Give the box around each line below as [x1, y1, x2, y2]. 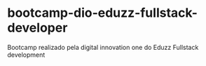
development [7, 51, 46, 59]
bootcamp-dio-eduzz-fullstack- [7, 5, 198, 21]
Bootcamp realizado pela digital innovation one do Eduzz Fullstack [7, 43, 199, 51]
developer [7, 20, 68, 36]
